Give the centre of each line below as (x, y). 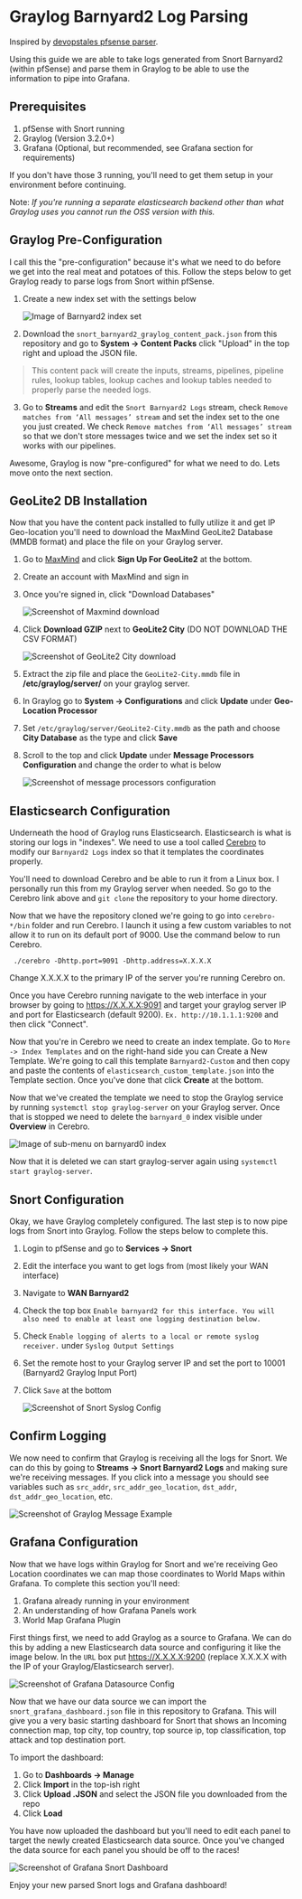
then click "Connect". (49, 1024)
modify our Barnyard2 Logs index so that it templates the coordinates (137, 852)
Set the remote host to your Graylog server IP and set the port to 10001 (154, 1363)
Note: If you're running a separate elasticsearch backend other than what (146, 202)
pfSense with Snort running (73, 128)
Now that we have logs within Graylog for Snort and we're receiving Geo (143, 1564)
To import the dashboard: (56, 1757)
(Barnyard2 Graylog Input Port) (80, 1373)
